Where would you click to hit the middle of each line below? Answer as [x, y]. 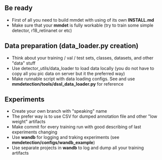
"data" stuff [23, 63]
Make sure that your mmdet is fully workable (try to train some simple [82, 25]
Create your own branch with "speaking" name [59, 111]
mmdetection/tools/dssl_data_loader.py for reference [67, 84]
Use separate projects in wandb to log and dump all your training [78, 148]
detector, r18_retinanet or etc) [42, 30]
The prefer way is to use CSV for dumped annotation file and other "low [84, 116]
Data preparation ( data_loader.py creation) [72, 46]
